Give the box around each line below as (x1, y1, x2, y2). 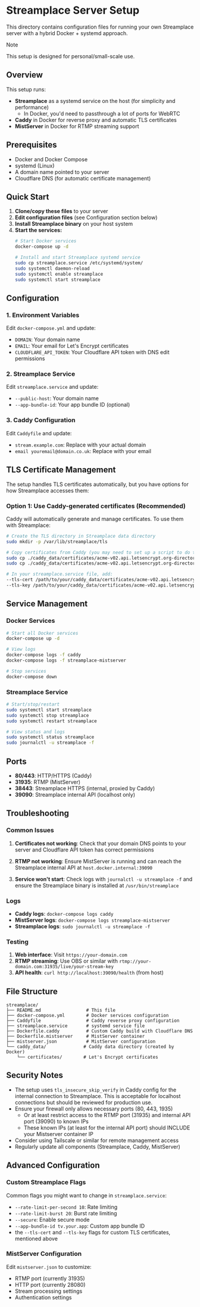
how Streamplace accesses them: (6, 486, 89, 494)
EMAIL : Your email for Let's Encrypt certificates (14, 342, 129, 350)
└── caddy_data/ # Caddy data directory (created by (6, 1044, 174, 1050)
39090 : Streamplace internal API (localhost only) (14, 791, 136, 798)
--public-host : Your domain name (14, 395, 99, 402)
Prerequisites (6, 140, 57, 150)
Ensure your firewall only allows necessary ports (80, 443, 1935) (14, 1105, 173, 1112)
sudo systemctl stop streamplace (6, 712, 89, 718)
